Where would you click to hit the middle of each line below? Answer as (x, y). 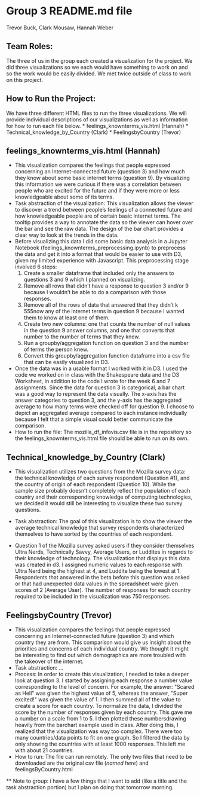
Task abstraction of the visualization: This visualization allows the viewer (104, 203)
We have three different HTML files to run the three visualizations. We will (96, 113)
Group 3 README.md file (69, 11)
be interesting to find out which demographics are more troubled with (100, 655)
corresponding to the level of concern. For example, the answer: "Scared (104, 687)
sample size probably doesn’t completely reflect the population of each (102, 491)
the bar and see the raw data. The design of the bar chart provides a (99, 229)
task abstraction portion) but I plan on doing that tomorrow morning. (90, 787)
